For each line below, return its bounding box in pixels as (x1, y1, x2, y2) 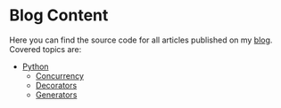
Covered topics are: (9, 43, 82, 54)
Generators (35, 89, 78, 100)
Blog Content (9, 5, 109, 26)
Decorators (35, 80, 78, 90)
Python (21, 61, 49, 72)
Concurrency (35, 70, 85, 81)
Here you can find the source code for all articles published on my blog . (9, 35, 273, 45)
